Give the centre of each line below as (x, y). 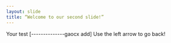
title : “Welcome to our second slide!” (55, 17)
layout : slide (24, 11)
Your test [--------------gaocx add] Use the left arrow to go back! (86, 34)
